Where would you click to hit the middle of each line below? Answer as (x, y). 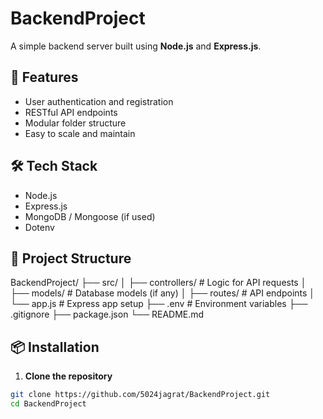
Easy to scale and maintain (80, 133)
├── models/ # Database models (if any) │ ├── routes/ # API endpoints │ (163, 293)
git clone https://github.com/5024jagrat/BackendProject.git (140, 395)
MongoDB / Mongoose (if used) (90, 216)
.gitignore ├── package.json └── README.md (107, 314)
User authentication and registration (99, 101)
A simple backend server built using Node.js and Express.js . (136, 46)
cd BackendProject (48, 404)
